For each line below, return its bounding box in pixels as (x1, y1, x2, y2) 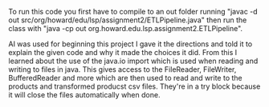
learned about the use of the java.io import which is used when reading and (8, 56, 259, 65)
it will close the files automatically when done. (8, 90, 161, 99)
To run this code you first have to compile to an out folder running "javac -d (8, 7, 259, 16)
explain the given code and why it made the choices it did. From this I (8, 48, 238, 57)
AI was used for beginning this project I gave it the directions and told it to (8, 39, 253, 49)
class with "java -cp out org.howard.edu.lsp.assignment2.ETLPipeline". (8, 24, 243, 33)
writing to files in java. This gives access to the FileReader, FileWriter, (8, 65, 237, 74)
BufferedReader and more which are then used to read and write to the (8, 73, 243, 82)
